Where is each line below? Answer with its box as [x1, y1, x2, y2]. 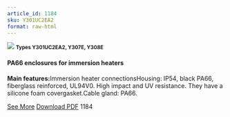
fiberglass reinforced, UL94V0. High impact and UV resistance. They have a [7, 81, 223, 90]
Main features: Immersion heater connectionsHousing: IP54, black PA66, [7, 74, 214, 82]
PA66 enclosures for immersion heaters [7, 58, 124, 66]
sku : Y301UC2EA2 [7, 17, 54, 24]
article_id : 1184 [7, 10, 57, 17]
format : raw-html [7, 23, 57, 30]
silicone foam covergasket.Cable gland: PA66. [7, 89, 138, 97]
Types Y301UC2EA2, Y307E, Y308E [15, 44, 104, 51]
